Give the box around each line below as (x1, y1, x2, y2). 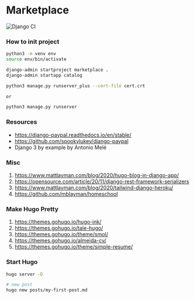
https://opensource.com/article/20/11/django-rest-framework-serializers (14, 178, 189, 185)
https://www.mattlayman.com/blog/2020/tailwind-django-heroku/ (14, 184, 174, 191)
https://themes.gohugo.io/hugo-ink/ (14, 218, 101, 226)
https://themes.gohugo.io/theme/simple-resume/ (14, 243, 134, 250)
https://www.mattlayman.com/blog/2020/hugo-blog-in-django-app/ (14, 171, 179, 179)
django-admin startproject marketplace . (6, 67, 109, 73)
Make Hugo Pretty (6, 205, 59, 213)
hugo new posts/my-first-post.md (6, 287, 88, 293)
